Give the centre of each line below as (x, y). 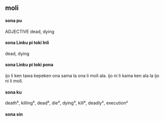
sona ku (14, 92)
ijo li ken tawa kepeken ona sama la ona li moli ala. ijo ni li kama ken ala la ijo (82, 76)
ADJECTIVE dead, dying (30, 31)
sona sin (14, 114)
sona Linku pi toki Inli (27, 43)
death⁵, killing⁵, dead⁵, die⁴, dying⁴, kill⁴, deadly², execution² (66, 103)
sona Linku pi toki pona (29, 65)
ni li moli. (14, 81)
